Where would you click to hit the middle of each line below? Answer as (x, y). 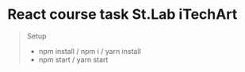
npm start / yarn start (73, 59)
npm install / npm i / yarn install (90, 51)
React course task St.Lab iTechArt (122, 14)
